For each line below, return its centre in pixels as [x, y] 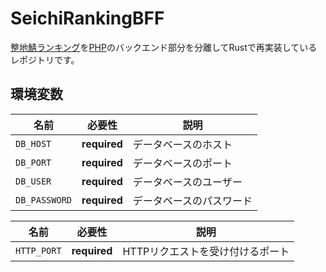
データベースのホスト [182, 144]
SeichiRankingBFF [87, 18]
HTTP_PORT [38, 250]
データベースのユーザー [187, 182]
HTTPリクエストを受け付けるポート [206, 251]
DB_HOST [33, 143]
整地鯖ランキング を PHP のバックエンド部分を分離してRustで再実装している [164, 47]
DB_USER [33, 181]
